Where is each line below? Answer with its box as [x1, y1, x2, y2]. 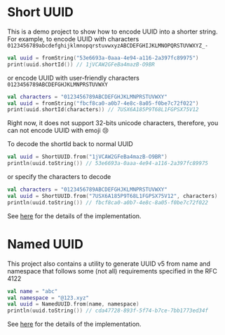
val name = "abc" [7, 287, 58, 294]
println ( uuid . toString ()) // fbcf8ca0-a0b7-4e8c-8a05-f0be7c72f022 [7, 199, 209, 206]
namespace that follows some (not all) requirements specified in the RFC [7, 266, 217, 275]
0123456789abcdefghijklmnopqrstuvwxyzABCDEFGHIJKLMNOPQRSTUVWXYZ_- [7, 42, 209, 49]
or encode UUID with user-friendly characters [7, 73, 140, 82]
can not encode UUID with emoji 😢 [7, 127, 109, 135]
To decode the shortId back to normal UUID [7, 140, 133, 148]
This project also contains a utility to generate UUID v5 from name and [7, 259, 211, 268]
